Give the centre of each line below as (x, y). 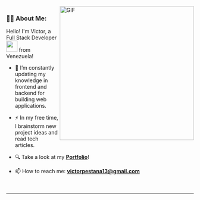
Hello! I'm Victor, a (29, 32)
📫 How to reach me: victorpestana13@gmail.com (77, 171)
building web (31, 99)
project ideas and (36, 133)
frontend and (31, 87)
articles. (25, 145)
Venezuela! (20, 57)
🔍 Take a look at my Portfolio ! (52, 157)
